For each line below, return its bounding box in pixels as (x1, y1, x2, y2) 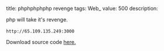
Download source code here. (6, 39, 76, 45)
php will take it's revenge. (6, 16, 69, 23)
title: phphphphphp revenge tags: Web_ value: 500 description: (6, 5, 158, 12)
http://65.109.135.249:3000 (6, 28, 75, 34)
